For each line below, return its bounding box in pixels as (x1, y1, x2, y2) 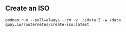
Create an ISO (5, 4, 50, 13)
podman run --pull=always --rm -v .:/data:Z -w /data (5, 17, 121, 22)
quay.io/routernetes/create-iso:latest (5, 22, 90, 27)
